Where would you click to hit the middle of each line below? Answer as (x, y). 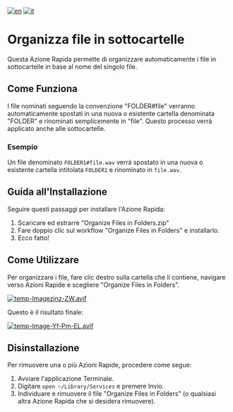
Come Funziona (42, 89)
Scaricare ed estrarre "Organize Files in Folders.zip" (93, 222)
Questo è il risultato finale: (45, 312)
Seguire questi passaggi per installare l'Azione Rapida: (86, 209)
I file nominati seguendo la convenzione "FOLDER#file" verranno (101, 105)
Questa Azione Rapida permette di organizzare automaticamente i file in (112, 59)
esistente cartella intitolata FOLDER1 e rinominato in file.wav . (94, 170)
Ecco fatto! (33, 238)
